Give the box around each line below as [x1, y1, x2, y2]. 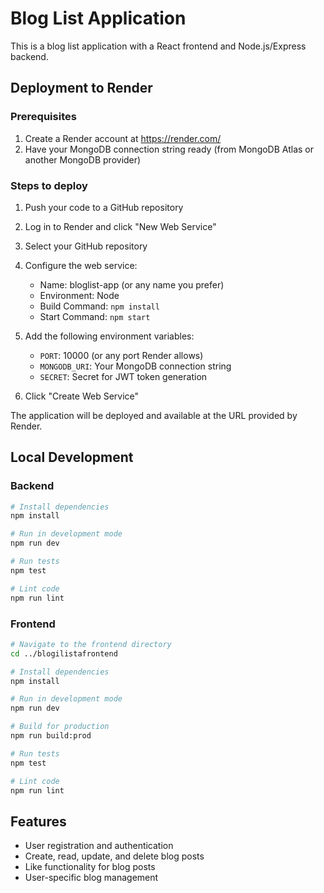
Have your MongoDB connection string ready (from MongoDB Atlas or [24, 143, 315, 155]
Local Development [10, 449, 134, 466]
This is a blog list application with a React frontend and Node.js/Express [10, 40, 307, 52]
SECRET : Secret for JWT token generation [39, 370, 208, 382]
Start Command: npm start [39, 310, 151, 322]
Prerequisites [10, 110, 77, 124]
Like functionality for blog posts [24, 861, 156, 873]
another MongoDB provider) [24, 153, 142, 166]
